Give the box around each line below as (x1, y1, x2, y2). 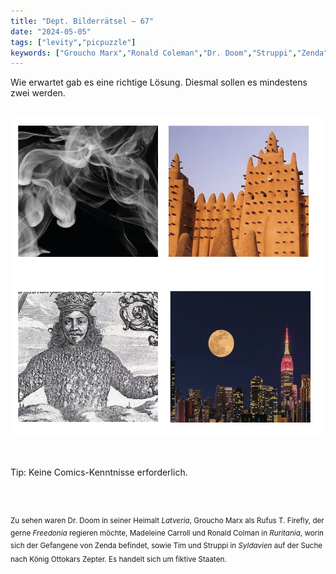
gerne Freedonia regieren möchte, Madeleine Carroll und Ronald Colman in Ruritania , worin (10, 528, 324, 539)
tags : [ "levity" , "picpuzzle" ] (10, 37, 137, 47)
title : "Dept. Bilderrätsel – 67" (10, 16, 155, 26)
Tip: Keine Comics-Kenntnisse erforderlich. (10, 466, 188, 479)
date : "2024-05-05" (10, 26, 92, 37)
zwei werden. (10, 87, 66, 99)
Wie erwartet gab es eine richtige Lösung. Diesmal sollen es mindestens (10, 76, 308, 89)
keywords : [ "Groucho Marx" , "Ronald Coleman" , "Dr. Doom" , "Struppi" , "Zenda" (10, 48, 329, 58)
